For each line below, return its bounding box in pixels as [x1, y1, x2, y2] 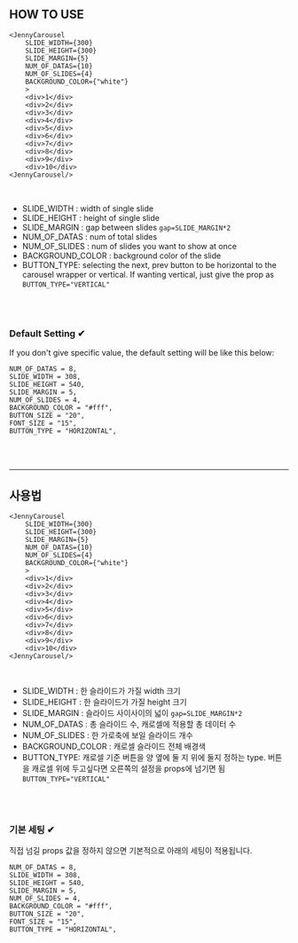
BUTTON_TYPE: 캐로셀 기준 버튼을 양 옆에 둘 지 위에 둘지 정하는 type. [21, 751, 266, 762]
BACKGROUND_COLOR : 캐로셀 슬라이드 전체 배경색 [21, 741, 207, 751]
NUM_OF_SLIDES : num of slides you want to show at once [21, 240, 238, 251]
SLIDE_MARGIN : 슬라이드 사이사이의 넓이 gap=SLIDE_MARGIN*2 [21, 707, 243, 718]
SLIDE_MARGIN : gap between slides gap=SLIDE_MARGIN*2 [21, 222, 231, 232]
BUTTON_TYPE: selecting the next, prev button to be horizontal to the [21, 259, 277, 270]
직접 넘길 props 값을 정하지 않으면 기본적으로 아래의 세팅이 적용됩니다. [9, 845, 253, 856]
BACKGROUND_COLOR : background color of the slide [21, 250, 222, 261]
